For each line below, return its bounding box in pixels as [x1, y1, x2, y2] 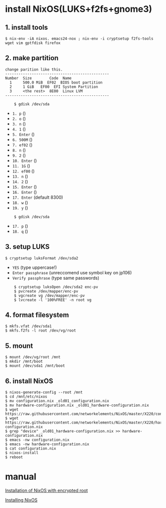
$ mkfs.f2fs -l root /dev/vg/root [5, 328, 77, 333]
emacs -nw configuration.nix [9, 437, 70, 443]
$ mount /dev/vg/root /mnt [5, 355, 61, 360]
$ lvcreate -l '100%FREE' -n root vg [14, 297, 92, 302]
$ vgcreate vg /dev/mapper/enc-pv [14, 293, 85, 298]
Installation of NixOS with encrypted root [5, 488, 88, 493]
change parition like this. [5, 67, 63, 72]
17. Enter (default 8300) [12, 194, 63, 200]
